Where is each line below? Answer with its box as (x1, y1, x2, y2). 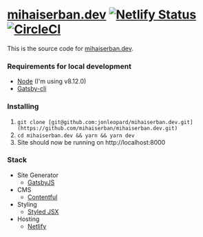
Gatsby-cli (17, 85, 47, 93)
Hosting (17, 214, 40, 223)
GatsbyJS (27, 178, 55, 186)
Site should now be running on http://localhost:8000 (17, 138, 166, 146)
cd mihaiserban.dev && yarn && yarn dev (17, 132, 135, 139)
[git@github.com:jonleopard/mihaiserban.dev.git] (47, 118, 193, 125)
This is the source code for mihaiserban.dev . (7, 44, 134, 52)
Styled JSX (27, 207, 59, 216)
